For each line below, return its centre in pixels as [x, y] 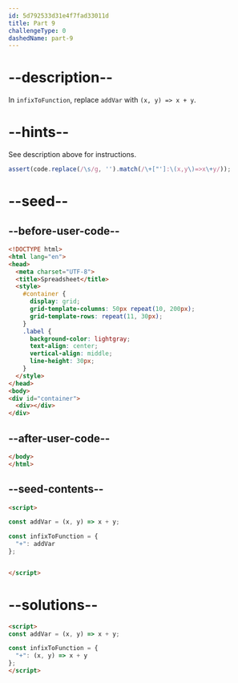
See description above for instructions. [73, 155]
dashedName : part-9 [41, 38]
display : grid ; [55, 301]
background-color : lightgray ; [80, 339]
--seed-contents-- [56, 489]
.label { [37, 331]
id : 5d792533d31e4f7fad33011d [59, 16]
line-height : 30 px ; [62, 362]
